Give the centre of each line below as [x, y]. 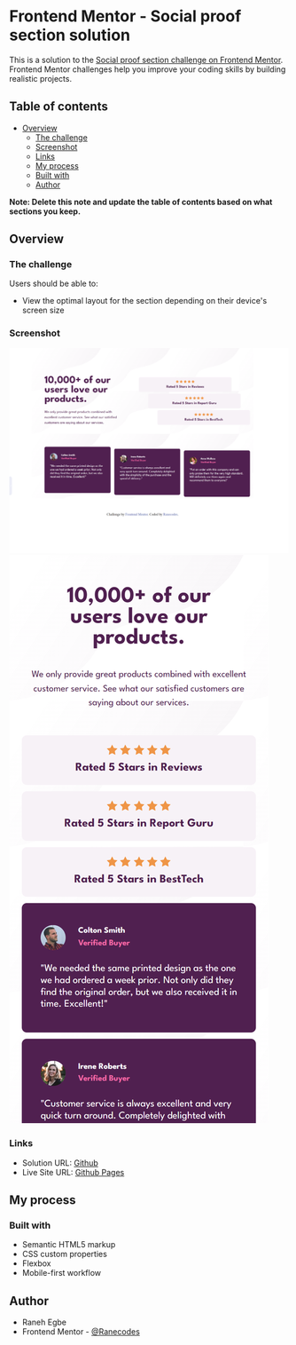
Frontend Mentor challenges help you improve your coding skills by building [148, 69]
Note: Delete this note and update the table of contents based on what [141, 202]
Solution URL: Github [60, 1163]
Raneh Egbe [44, 1322]
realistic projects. [41, 78]
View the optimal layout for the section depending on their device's [144, 301]
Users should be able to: [54, 284]
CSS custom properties [65, 1254]
